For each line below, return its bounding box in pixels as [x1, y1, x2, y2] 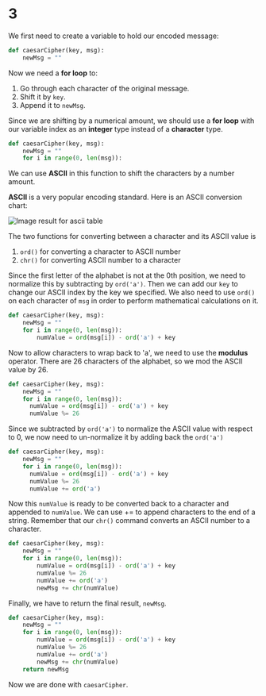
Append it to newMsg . [19, 100, 86, 110]
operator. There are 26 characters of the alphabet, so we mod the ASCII [8, 356, 243, 366]
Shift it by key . [19, 92, 66, 102]
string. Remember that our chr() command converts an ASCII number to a [8, 516, 250, 525]
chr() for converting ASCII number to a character [19, 256, 181, 265]
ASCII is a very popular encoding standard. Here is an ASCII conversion [8, 192, 242, 202]
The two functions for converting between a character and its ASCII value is [8, 232, 256, 241]
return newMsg [22, 665, 69, 673]
